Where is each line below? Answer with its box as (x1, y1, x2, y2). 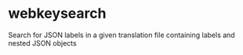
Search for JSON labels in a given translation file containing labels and (8, 30, 235, 40)
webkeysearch (8, 5, 107, 22)
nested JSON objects (8, 38, 77, 47)
